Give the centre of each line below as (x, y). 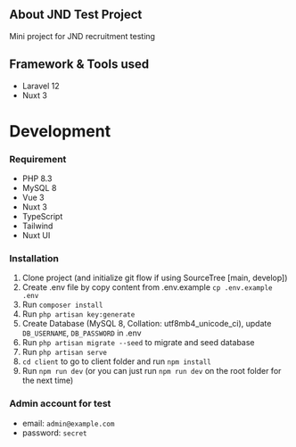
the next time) (48, 381)
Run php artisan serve (64, 352)
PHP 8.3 (37, 178)
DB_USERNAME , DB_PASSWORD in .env (82, 333)
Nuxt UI (36, 236)
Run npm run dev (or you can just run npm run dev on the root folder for (152, 371)
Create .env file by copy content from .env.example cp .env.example (147, 287)
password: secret (54, 433)
